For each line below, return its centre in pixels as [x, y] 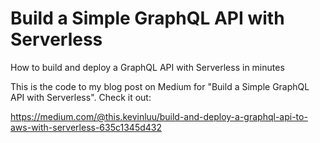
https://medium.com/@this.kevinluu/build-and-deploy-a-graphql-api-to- [159, 116]
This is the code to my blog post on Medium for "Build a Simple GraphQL [160, 86]
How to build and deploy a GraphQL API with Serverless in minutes [147, 67]
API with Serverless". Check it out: [81, 97]
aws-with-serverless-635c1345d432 [86, 127]
